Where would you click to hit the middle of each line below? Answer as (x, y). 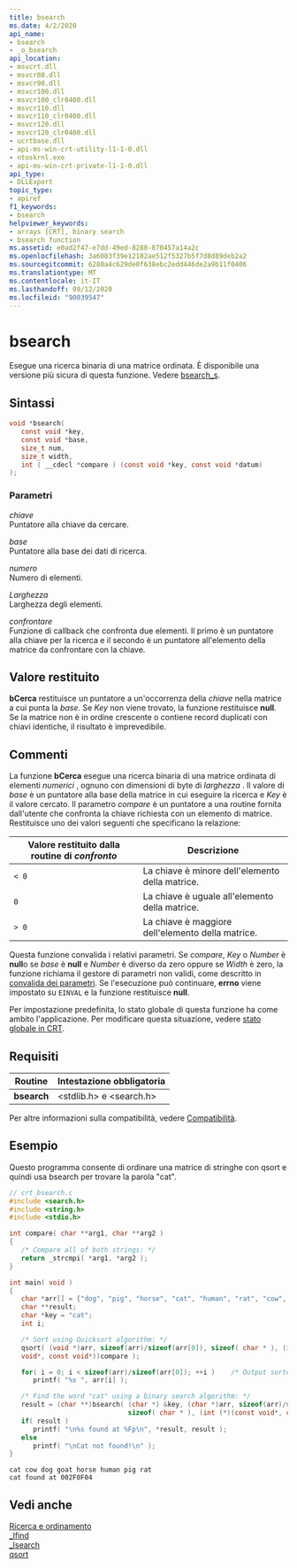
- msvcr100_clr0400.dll (53, 100)
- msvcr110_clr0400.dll (53, 116)
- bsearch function (45, 240)
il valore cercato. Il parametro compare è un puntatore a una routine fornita (145, 804)
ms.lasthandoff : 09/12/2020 (61, 289)
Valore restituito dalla (74, 845)
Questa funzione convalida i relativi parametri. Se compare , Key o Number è (148, 955)
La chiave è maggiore (187, 922)
